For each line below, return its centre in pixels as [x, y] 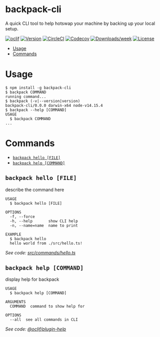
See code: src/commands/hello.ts [41, 252]
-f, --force [23, 216]
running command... [26, 97]
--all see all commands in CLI [44, 320]
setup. [12, 28]
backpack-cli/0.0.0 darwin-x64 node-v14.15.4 [54, 105]
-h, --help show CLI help [44, 221]
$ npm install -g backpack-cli [38, 88]
